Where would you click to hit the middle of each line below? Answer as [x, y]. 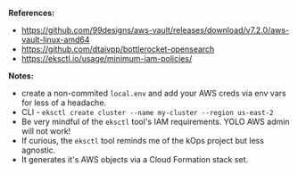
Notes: [21, 76]
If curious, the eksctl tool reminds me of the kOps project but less [143, 141]
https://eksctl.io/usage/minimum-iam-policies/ [107, 58]
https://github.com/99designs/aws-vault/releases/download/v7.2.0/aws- [155, 30]
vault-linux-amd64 [55, 40]
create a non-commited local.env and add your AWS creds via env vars [153, 93]
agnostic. [38, 150]
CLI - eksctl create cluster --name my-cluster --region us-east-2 [147, 112]
